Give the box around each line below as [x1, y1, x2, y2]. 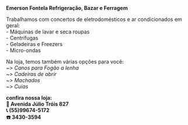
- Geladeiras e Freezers [6, 41, 63, 47]
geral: [6, 22, 20, 29]
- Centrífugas [6, 34, 39, 41]
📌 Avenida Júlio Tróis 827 [6, 100, 69, 107]
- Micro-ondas [6, 47, 41, 54]
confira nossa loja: [6, 95, 53, 101]
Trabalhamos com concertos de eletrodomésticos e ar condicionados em [6, 16, 182, 23]
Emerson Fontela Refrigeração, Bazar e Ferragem [6, 5, 128, 11]
